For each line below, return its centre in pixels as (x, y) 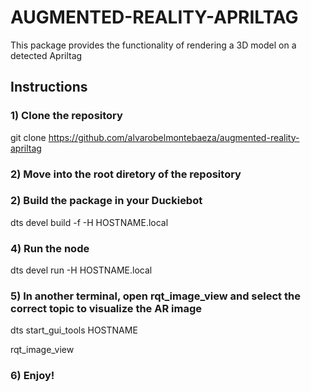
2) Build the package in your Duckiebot (106, 201)
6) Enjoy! (32, 376)
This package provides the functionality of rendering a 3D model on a (153, 45)
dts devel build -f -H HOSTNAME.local (89, 222)
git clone (28, 137)
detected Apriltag (46, 55)
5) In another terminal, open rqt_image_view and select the (155, 296)
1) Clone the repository (66, 116)
